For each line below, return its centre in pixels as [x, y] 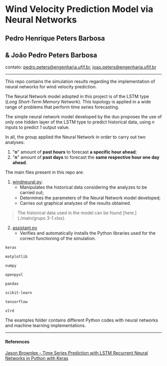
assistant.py [25, 228]
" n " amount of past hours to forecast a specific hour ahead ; [75, 152]
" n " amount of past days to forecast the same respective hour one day [86, 157]
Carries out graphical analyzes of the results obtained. [75, 203]
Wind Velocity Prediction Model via [79, 9]
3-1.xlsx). [56, 218]
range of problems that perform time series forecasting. [62, 107]
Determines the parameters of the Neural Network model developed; [90, 198]
